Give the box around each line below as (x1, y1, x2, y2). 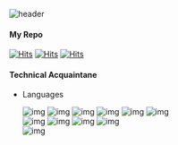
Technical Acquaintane (9, 69, 97, 80)
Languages (21, 90, 64, 100)
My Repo (9, 29, 43, 39)
